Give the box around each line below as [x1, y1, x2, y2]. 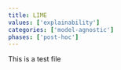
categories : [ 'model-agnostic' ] [8, 26, 114, 33]
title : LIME [8, 11, 47, 19]
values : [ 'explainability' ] [8, 19, 101, 26]
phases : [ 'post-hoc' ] [8, 33, 79, 41]
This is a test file [8, 54, 61, 64]
